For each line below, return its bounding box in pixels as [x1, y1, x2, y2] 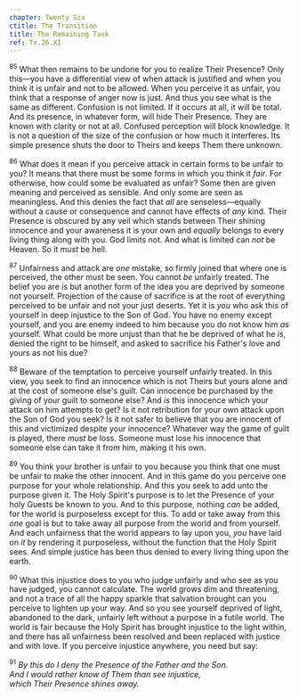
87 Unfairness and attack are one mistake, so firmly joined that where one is [9, 260, 287, 273]
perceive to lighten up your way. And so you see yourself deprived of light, [9, 603, 283, 613]
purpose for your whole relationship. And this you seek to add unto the [9, 480, 269, 490]
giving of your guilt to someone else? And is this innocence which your [9, 394, 269, 406]
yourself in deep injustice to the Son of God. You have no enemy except [9, 309, 272, 321]
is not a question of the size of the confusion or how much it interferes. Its [9, 130, 280, 141]
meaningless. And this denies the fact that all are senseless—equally [9, 196, 262, 207]
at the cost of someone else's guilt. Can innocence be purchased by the [9, 385, 273, 396]
